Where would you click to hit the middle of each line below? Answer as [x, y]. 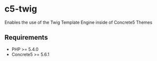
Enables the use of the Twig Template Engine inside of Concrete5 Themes [78, 22]
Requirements [26, 38]
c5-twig [21, 9]
